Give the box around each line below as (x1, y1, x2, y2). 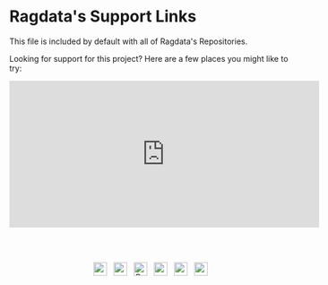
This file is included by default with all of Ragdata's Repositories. (9, 36, 248, 47)
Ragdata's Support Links (9, 6, 197, 27)
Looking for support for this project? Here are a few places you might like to (9, 53, 289, 64)
